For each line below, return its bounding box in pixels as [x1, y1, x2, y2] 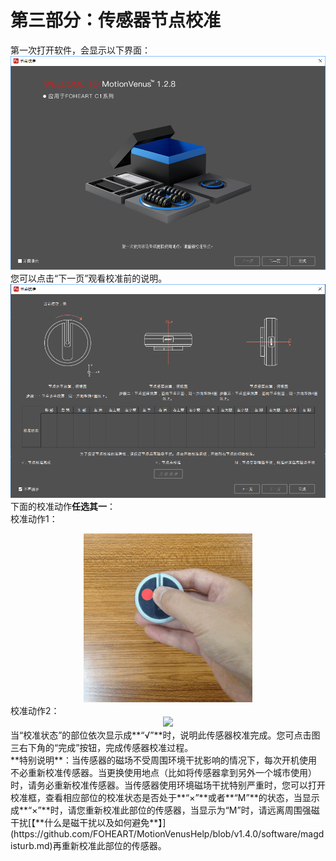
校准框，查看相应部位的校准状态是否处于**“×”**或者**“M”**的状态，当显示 [10, 792, 320, 804]
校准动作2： [10, 705, 60, 717]
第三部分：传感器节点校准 [10, 9, 222, 32]
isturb [10, 840, 35, 852]
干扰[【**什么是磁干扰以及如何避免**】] [10, 817, 167, 829]
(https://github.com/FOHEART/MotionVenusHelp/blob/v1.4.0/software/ [10, 828, 302, 840]
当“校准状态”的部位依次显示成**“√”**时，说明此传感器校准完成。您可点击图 [10, 729, 321, 741]
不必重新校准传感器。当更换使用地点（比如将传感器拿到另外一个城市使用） [10, 767, 317, 779]
